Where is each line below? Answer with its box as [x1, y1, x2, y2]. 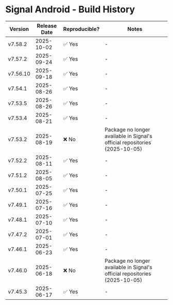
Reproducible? [63, 25, 100, 32]
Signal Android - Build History [5, 4, 135, 15]
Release [37, 22, 57, 29]
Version [9, 25, 29, 32]
